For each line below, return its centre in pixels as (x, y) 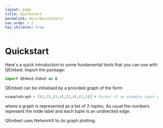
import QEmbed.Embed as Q (31, 79)
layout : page (18, 9)
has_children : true (25, 28)
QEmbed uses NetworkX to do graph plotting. (50, 120)
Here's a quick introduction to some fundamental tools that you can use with (81, 65)
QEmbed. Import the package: (35, 70)
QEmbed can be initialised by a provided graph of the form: (64, 88)
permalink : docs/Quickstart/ (34, 18)
